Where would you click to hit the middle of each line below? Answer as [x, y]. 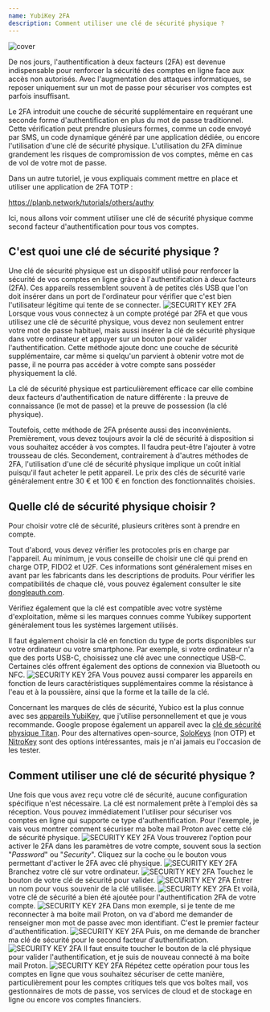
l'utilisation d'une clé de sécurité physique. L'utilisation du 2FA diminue [125, 145]
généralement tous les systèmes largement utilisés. [93, 625]
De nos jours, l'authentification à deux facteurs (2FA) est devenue [117, 62]
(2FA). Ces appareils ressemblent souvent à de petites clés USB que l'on [128, 288]
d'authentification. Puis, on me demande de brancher [134, 931]
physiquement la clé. [43, 373]
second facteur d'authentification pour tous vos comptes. [104, 226]
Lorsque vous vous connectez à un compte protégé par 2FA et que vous [128, 313]
